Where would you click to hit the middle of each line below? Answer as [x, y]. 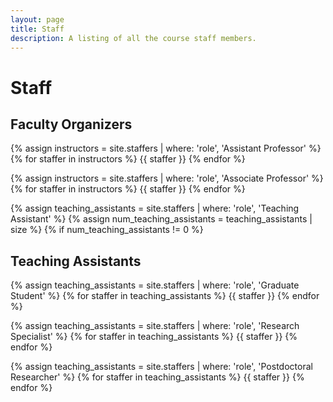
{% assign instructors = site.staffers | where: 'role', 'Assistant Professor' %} [166, 148]
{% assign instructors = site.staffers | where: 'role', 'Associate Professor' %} [167, 178]
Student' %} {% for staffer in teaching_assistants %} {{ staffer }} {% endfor [165, 296]
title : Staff [37, 29]
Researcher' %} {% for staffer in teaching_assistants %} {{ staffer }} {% [157, 377]
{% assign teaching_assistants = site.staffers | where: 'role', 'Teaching [155, 208]
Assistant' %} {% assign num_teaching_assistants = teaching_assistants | [161, 219]
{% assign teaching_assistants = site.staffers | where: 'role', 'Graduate [155, 285]
